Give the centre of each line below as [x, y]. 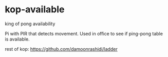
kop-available [35, 9]
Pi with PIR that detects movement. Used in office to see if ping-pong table [84, 33]
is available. [17, 39]
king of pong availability [30, 24]
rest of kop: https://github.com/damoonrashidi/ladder [61, 49]
